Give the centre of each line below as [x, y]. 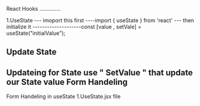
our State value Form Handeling [67, 82]
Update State [31, 52]
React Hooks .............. [34, 9]
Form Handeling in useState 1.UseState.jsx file [63, 96]
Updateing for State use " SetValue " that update [100, 73]
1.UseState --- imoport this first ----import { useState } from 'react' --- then [100, 20]
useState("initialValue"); [36, 33]
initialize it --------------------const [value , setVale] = [74, 27]
